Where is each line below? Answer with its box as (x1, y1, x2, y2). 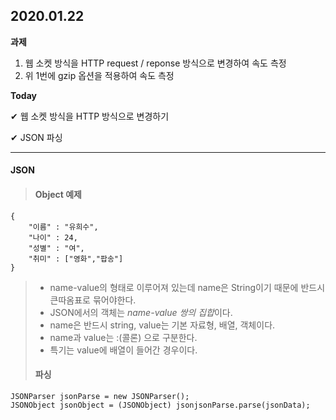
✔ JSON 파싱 (10, 131, 63, 143)
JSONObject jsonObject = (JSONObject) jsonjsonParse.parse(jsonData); (10, 400, 311, 410)
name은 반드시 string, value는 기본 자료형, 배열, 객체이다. (49, 319, 276, 331)
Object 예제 (34, 189, 82, 200)
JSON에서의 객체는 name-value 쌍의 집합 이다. (49, 306, 233, 318)
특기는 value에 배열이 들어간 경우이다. (49, 344, 198, 356)
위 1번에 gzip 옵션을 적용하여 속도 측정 (24, 69, 175, 81)
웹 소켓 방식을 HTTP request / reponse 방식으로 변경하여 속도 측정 (24, 57, 287, 69)
